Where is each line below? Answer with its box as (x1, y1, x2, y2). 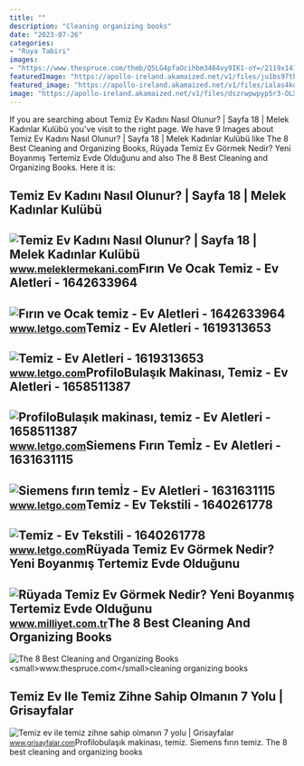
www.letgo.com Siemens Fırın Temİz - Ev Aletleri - (9, 438, 282, 453)
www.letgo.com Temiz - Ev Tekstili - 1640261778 (9, 496, 273, 512)
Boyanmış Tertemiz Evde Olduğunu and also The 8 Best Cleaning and (9, 152, 269, 163)
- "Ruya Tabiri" (9, 47, 71, 56)
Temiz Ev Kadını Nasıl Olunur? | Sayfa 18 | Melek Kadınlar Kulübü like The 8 (9, 133, 290, 144)
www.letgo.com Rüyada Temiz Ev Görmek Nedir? (9, 542, 275, 557)
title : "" (9, 13, 47, 23)
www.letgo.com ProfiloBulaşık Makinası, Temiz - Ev (9, 365, 289, 381)
